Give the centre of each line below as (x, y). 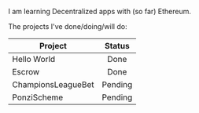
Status (117, 46)
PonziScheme (38, 97)
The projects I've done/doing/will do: (68, 26)
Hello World (34, 59)
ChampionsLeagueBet (53, 84)
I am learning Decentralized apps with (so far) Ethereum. (99, 11)
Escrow (26, 72)
